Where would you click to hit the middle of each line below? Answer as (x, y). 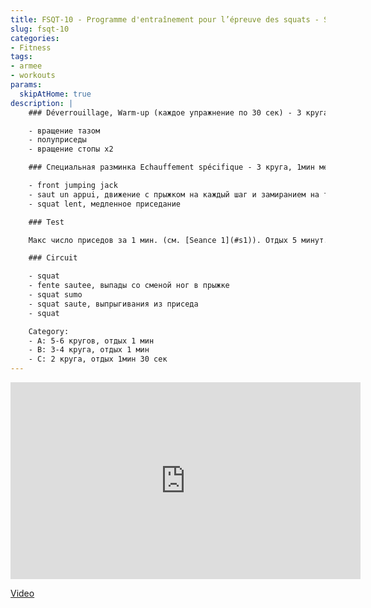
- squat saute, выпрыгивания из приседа (113, 304)
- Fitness (31, 47)
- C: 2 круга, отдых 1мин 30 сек (98, 359)
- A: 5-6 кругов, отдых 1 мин (91, 341)
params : (26, 85)
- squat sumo (55, 295)
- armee (26, 66)
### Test (46, 222)
